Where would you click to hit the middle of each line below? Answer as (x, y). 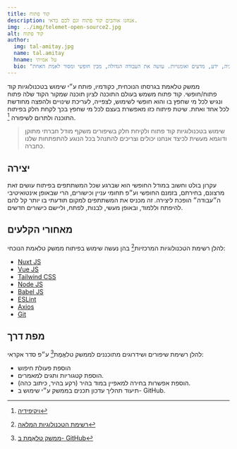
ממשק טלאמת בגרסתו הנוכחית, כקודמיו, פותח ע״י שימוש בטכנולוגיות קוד (104, 86)
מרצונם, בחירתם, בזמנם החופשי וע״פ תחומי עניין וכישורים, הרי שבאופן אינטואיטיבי (116, 193)
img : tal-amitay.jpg (44, 47)
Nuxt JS (29, 262)
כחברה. (35, 146)
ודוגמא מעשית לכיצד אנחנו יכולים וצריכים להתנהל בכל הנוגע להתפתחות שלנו (126, 139)
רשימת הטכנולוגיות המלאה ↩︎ (56, 424)
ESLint (27, 299)
